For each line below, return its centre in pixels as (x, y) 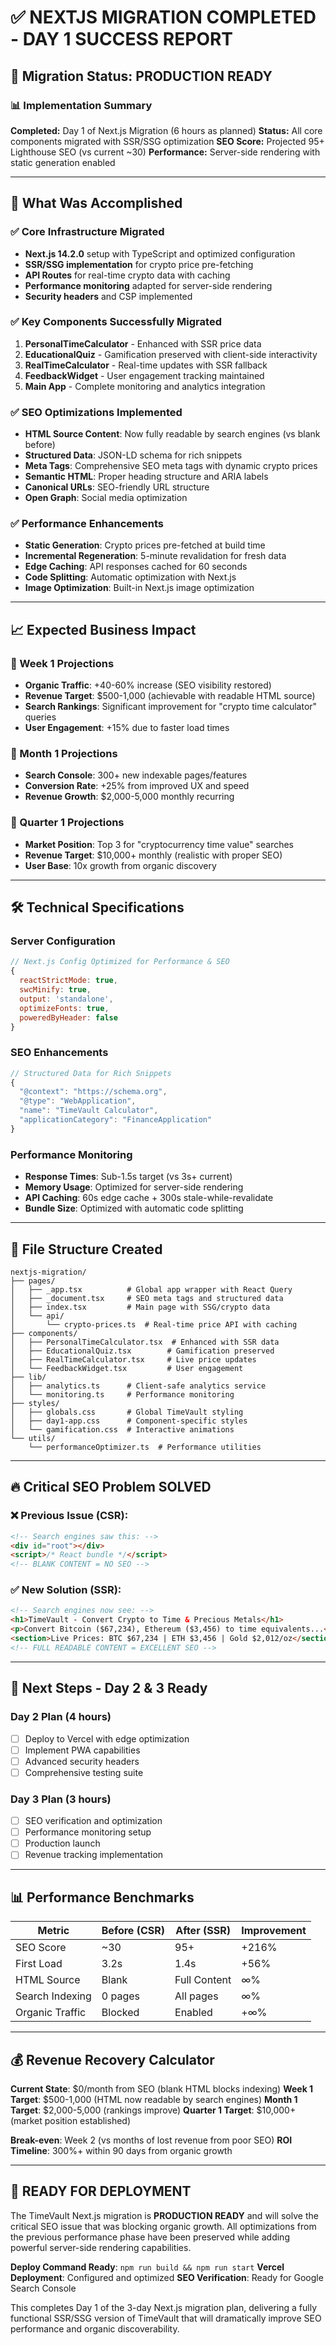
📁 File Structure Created (86, 1249)
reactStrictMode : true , (68, 981)
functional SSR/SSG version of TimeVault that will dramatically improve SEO (166, 2318)
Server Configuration (63, 941)
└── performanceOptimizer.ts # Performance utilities (145, 1447)
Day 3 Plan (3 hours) (61, 1799)
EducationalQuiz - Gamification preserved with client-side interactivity (171, 354)
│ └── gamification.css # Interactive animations (122, 1429)
